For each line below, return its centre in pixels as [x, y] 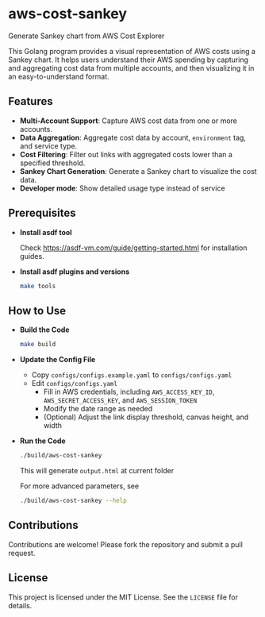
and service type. [48, 146]
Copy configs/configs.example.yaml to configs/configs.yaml [132, 375]
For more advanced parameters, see [79, 486]
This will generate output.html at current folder [97, 470]
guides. [32, 256]
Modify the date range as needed [98, 409]
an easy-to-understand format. [59, 76]
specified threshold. [52, 163]
